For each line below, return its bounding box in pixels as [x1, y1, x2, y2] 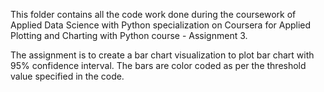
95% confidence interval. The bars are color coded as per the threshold [10, 60, 307, 71]
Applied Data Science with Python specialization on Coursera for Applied [10, 19, 312, 31]
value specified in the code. [10, 70, 125, 82]
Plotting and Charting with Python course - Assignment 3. [10, 30, 248, 41]
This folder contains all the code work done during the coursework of [10, 9, 297, 20]
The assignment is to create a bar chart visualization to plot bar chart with [10, 49, 315, 61]
